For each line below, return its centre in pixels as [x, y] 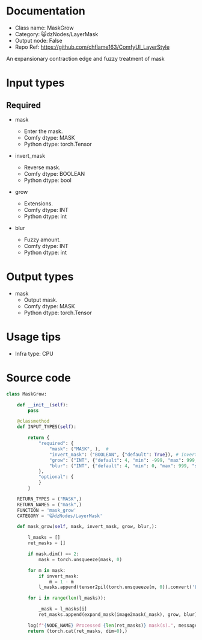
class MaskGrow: [26, 394]
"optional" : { [56, 477]
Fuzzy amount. [42, 240]
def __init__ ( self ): [43, 405]
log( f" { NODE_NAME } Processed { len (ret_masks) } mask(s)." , [102, 625]
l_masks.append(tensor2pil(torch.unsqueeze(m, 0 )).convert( [115, 587]
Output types [40, 277]
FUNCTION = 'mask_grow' [47, 510]
